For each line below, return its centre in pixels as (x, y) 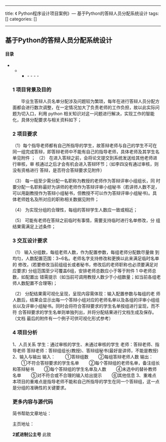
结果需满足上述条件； (34, 227)
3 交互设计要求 (30, 241)
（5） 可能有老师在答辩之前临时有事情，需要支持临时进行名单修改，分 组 (86, 220)
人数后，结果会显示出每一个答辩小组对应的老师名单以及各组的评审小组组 (86, 300)
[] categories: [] (21, 19)
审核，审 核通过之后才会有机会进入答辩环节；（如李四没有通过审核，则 (88, 164)
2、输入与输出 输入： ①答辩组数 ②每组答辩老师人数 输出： (83, 356)
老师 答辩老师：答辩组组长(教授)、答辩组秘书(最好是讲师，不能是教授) (88, 350)
